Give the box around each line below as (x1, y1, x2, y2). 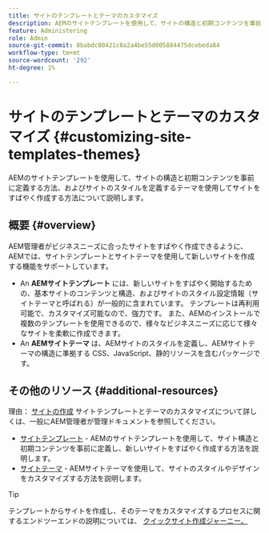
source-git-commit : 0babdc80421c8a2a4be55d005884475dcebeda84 (8, 42, 220, 50)
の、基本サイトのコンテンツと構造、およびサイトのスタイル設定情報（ (19, 288, 252, 298)
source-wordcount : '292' (8, 57, 91, 65)
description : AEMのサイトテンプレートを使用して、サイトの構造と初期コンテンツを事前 (8, 19, 262, 27)
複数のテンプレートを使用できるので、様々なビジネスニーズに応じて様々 (19, 318, 258, 328)
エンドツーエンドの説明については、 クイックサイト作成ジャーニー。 (22, 516, 248, 526)
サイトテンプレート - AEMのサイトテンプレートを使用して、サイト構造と (19, 434, 259, 443)
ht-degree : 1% (8, 64, 56, 72)
